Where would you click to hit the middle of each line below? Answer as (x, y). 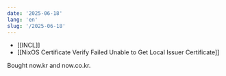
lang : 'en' (23, 20)
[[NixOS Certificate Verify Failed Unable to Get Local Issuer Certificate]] (118, 52)
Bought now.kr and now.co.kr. (49, 66)
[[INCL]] (28, 45)
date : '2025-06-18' (35, 13)
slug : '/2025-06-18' (37, 26)
